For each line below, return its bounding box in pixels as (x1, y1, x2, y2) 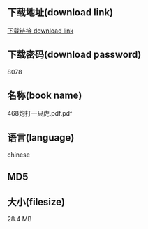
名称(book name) (7, 90, 82, 102)
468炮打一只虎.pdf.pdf (7, 109, 73, 118)
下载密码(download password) (7, 49, 142, 61)
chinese (7, 150, 30, 159)
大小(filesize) (7, 196, 65, 208)
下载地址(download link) (7, 6, 114, 19)
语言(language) (7, 132, 75, 143)
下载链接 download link (7, 26, 74, 35)
